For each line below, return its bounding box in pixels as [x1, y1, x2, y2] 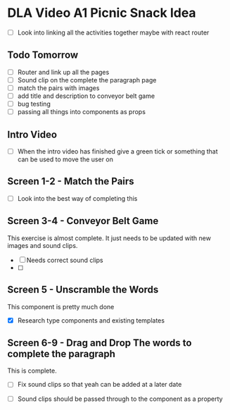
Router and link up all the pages [17, 68, 110, 76]
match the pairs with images [17, 83, 100, 92]
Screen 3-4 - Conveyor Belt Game [7, 215, 159, 227]
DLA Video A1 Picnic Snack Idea [7, 5, 196, 21]
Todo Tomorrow [7, 49, 79, 61]
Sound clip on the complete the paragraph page [17, 75, 157, 84]
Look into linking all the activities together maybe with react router [17, 28, 210, 37]
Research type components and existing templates [17, 316, 165, 325]
